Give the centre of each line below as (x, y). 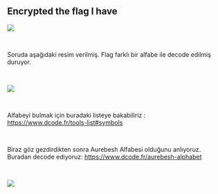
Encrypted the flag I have (62, 11)
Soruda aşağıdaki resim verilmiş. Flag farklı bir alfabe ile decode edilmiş (109, 54)
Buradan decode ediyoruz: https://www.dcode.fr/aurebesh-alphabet (105, 157)
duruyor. (19, 62)
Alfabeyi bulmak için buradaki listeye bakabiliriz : (76, 115)
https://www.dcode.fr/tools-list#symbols (65, 122)
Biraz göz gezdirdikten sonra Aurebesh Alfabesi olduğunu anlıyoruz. (104, 149)
